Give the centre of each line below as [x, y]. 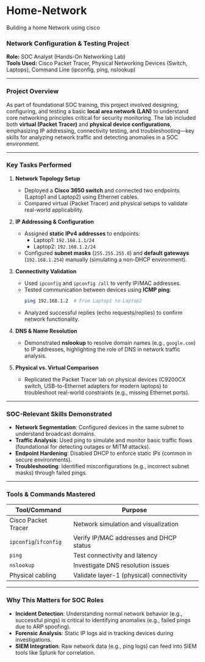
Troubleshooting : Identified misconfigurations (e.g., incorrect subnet [102, 466]
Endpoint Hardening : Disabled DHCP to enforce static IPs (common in [103, 453]
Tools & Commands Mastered [51, 494]
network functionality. [52, 319]
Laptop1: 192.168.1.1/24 [64, 240]
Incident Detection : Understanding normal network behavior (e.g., [99, 613]
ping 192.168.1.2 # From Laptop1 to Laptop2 [83, 301]
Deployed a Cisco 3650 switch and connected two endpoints [102, 190]
